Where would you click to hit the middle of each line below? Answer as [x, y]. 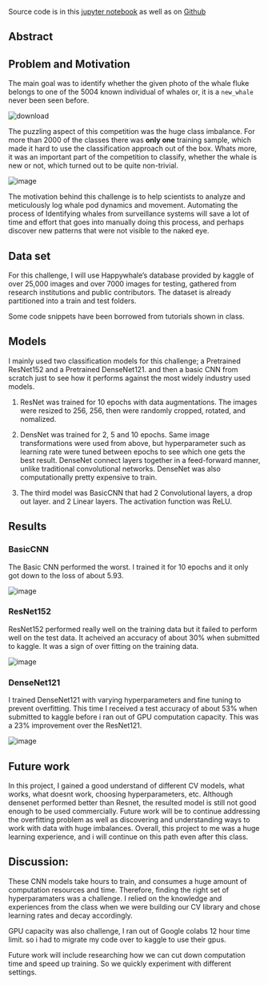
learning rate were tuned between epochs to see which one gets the [132, 452]
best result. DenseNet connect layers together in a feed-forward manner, [140, 460]
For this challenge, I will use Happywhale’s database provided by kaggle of [131, 275]
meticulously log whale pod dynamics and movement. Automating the [123, 205]
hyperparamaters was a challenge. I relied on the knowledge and [115, 898]
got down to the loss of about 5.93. [66, 575]
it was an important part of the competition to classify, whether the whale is [133, 157]
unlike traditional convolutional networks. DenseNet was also [120, 468]
